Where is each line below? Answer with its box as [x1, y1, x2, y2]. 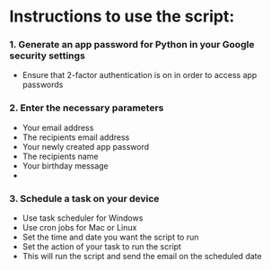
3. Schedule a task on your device [9, 192, 160, 205]
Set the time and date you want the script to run [22, 231, 199, 243]
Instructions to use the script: [9, 6, 235, 27]
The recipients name [22, 151, 99, 161]
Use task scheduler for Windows [22, 213, 144, 223]
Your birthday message [22, 160, 109, 171]
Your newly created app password [22, 141, 150, 152]
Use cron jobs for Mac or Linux [22, 222, 137, 233]
